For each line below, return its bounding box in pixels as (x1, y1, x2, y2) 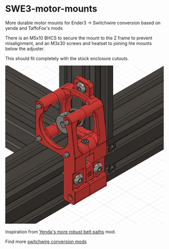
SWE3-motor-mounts (5, 3, 98, 15)
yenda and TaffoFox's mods (5, 25, 63, 31)
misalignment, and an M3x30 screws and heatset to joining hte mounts (5, 40, 152, 46)
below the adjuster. (5, 45, 45, 52)
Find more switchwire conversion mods (5, 238, 87, 244)
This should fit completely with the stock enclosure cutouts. (5, 55, 129, 61)
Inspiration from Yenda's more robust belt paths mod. (5, 228, 116, 235)
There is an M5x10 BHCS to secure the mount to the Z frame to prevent (5, 35, 152, 41)
